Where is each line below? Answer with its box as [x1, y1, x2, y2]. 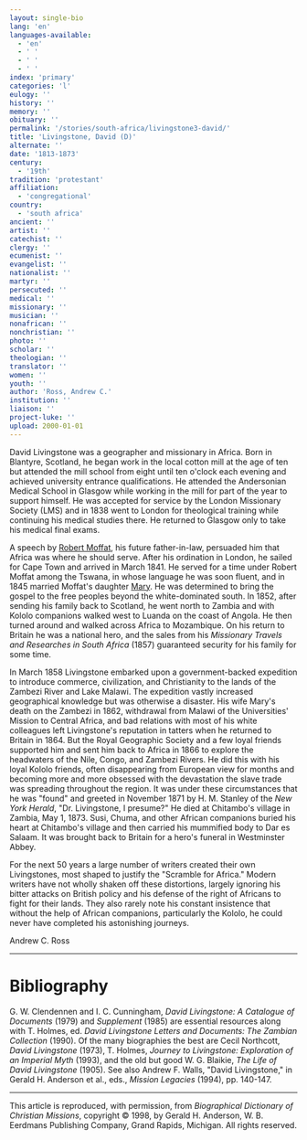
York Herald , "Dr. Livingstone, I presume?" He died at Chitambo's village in [9, 802, 291, 814]
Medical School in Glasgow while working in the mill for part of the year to [9, 485, 288, 496]
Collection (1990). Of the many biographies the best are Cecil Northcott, [9, 1035, 281, 1046]
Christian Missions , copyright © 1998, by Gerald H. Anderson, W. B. [9, 1110, 264, 1121]
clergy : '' [9, 243, 51, 252]
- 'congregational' [17, 192, 92, 201]
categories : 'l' [9, 81, 71, 91]
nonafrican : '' [9, 319, 68, 329]
